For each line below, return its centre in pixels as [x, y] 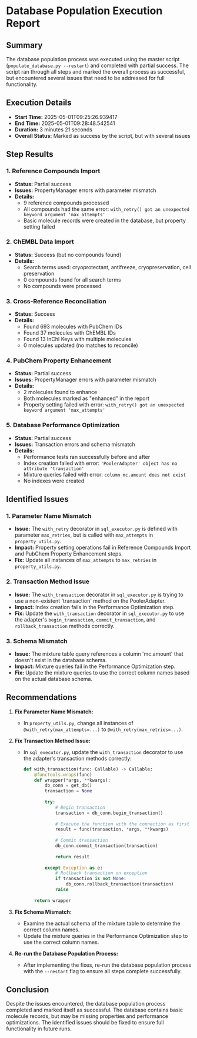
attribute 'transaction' [54, 469]
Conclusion [28, 990]
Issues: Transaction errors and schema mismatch [75, 444]
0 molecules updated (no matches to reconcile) [81, 345]
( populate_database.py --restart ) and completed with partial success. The [98, 65]
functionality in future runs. [39, 1029]
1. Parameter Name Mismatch [49, 516]
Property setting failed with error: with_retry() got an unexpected [104, 405]
